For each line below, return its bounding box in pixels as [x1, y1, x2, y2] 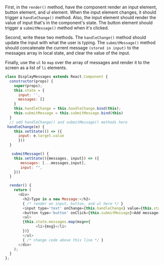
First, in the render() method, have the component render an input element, [5, 4, 157, 10]
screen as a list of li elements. [5, 65, 67, 71]
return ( [14, 188, 32, 193]
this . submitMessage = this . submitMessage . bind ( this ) [14, 111, 123, 116]
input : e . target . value [18, 133, 64, 139]
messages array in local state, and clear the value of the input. [5, 50, 130, 56]
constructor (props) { [9, 78, 54, 84]
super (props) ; [14, 83, 42, 88]
